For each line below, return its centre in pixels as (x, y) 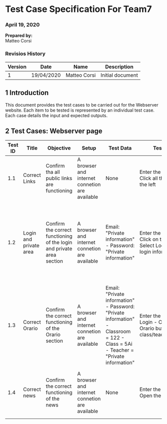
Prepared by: (19, 35)
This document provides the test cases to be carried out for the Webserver (82, 105)
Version (17, 67)
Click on (149, 239)
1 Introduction (27, 93)
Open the (150, 396)
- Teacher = (120, 350)
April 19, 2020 (22, 25)
